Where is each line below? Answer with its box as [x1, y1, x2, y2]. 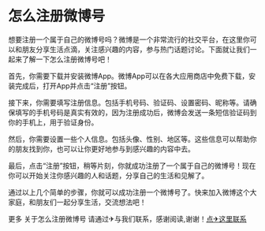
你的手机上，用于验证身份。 [8, 117, 99, 127]
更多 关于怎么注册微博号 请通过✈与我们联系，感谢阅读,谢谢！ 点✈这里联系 [8, 214, 247, 223]
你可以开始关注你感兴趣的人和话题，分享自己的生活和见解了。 [8, 170, 209, 180]
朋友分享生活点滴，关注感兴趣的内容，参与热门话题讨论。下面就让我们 [21, 44, 250, 54]
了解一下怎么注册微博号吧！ [21, 54, 112, 64]
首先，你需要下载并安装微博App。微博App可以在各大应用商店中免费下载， [8, 71, 249, 80]
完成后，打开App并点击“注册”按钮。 [14, 80, 132, 91]
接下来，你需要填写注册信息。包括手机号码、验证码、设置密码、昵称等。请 [8, 98, 250, 107]
